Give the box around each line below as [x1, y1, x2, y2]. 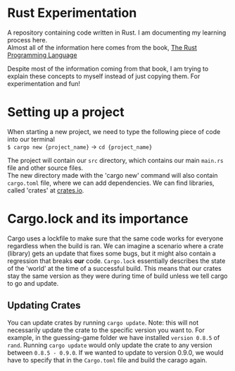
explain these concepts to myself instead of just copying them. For [7, 72, 201, 80]
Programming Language [7, 51, 77, 59]
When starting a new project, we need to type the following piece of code [7, 127, 221, 135]
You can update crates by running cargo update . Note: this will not [7, 318, 199, 327]
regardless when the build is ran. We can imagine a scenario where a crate [7, 241, 224, 250]
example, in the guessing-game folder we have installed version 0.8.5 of [7, 333, 220, 341]
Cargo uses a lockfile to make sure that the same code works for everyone [7, 234, 224, 243]
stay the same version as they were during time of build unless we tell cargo [7, 272, 228, 280]
